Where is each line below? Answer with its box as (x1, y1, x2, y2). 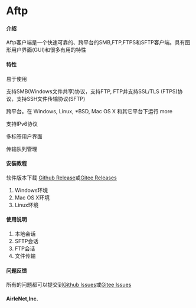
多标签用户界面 (6, 133, 43, 140)
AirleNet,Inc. (6, 295, 38, 302)
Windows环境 (14, 186, 48, 194)
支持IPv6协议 (6, 120, 38, 127)
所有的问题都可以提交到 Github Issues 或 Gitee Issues (6, 281, 132, 289)
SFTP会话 (14, 238, 39, 244)
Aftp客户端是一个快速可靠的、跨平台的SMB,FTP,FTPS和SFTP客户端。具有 (6, 39, 185, 46)
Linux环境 (14, 201, 39, 208)
